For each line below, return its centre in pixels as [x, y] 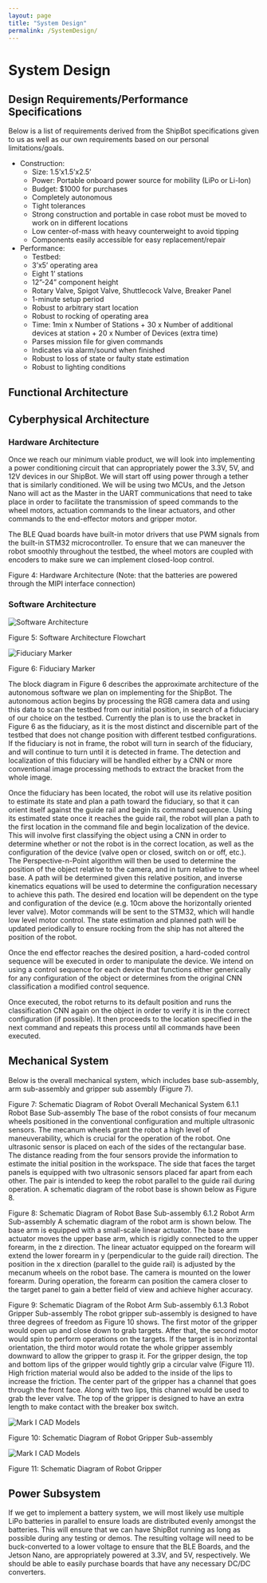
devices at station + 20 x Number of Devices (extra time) [125, 333]
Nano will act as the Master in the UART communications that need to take [130, 494]
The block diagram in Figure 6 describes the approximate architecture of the [133, 684]
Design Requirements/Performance [98, 99]
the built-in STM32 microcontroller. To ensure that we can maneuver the [127, 543]
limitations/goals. [36, 148]
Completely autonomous [72, 197]
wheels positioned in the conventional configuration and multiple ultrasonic [132, 1121]
